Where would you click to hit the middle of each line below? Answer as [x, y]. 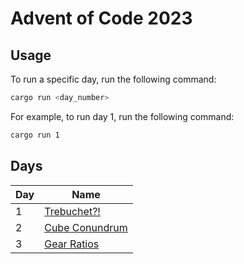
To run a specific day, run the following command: [113, 79]
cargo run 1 [35, 135]
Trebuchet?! [72, 211]
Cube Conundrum [86, 227]
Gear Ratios [72, 244]
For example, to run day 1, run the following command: [122, 116]
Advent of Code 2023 [101, 18]
